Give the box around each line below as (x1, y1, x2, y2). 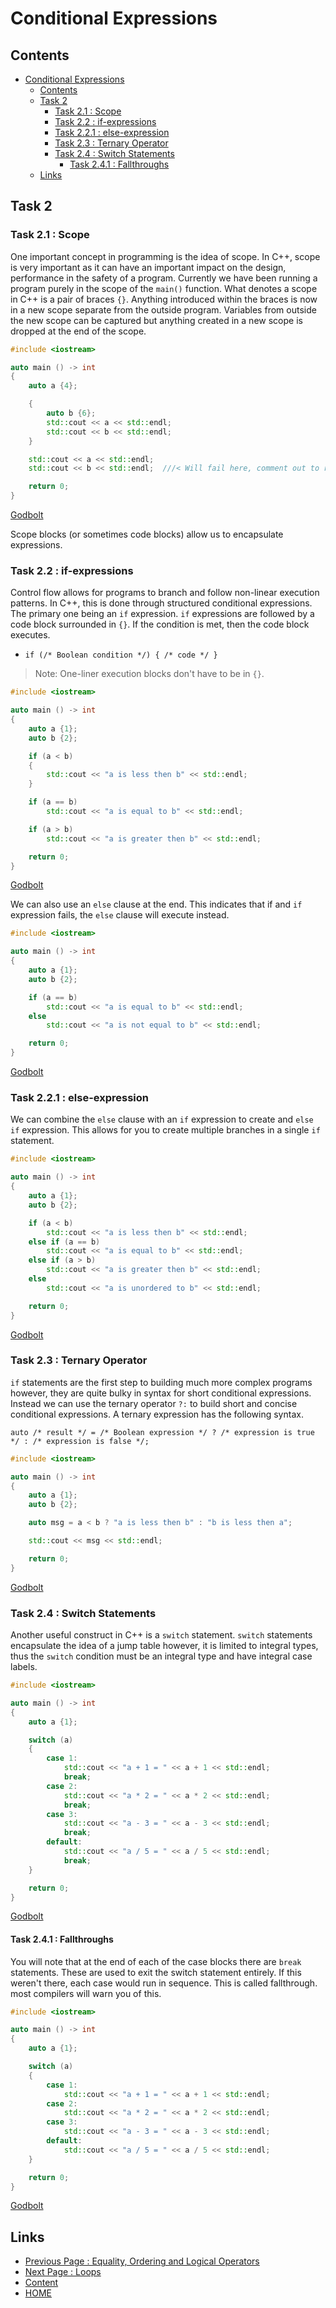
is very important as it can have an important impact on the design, (10, 261, 287, 273)
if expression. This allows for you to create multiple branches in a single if (10, 1124, 321, 1136)
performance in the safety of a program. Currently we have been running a (10, 272, 318, 284)
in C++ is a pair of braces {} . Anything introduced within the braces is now (10, 293, 318, 305)
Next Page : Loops (24, 2266, 102, 2278)
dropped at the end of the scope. (10, 325, 147, 337)
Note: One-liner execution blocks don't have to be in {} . (34, 668, 265, 680)
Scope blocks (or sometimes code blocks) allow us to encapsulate (10, 528, 284, 541)
